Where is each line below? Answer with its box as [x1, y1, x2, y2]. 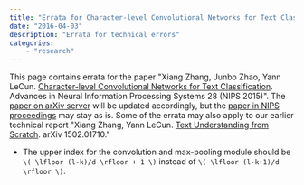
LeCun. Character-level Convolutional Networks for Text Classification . [9, 81, 273, 92]
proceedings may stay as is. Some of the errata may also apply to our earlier [9, 110, 294, 121]
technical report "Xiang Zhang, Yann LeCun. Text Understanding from [9, 119, 270, 131]
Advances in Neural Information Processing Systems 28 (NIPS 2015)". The [9, 91, 286, 102]
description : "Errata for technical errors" [9, 30, 180, 39]
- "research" [25, 47, 75, 56]
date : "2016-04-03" [9, 22, 83, 31]
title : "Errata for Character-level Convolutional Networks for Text [9, 13, 278, 23]
